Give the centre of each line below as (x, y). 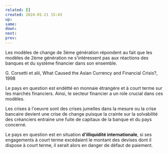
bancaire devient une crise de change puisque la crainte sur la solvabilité (82, 114)
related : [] (18, 10)
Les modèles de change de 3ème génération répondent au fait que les (79, 52)
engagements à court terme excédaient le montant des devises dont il (78, 140)
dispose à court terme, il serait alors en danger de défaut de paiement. (79, 145)
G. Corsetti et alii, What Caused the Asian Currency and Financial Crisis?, (82, 73)
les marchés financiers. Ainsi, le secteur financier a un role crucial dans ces (84, 93)
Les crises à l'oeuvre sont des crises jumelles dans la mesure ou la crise (81, 109)
